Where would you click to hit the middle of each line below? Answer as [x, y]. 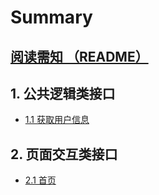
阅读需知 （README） [79, 56]
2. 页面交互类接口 [64, 154]
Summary [51, 17]
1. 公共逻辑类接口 [63, 93]
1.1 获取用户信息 [57, 120]
